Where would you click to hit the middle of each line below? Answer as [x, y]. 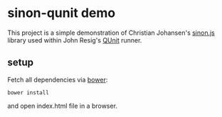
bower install [28, 93]
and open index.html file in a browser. [62, 106]
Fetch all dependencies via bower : [58, 79]
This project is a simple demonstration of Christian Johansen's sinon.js [111, 33]
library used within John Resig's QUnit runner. [75, 40]
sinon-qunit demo [62, 13]
